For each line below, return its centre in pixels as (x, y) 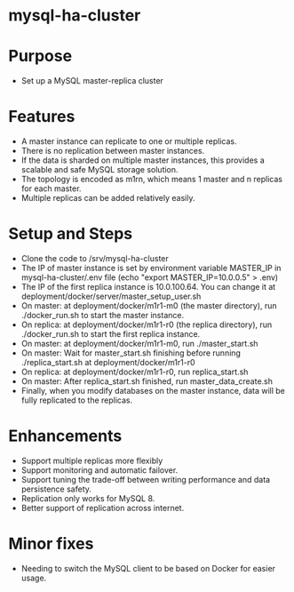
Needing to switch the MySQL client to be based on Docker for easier (148, 568)
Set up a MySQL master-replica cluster (92, 81)
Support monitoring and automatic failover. (99, 470)
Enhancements (65, 436)
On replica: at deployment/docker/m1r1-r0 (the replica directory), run (147, 324)
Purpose (40, 56)
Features (42, 117)
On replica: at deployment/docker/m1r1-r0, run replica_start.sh (135, 372)
